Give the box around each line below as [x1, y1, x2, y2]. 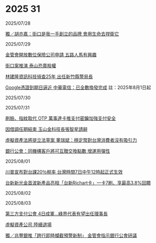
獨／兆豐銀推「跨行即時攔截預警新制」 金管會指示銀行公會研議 [5, 232, 137, 238]
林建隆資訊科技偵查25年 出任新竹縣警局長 [5, 73, 93, 80]
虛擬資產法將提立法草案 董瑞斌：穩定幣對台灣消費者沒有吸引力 [5, 137, 137, 143]
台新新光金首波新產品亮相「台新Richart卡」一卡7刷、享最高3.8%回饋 [5, 179, 151, 185]
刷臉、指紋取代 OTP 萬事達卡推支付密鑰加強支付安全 [5, 115, 116, 121]
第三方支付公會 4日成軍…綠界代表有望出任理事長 [5, 210, 108, 216]
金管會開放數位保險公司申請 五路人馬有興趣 [5, 51, 96, 58]
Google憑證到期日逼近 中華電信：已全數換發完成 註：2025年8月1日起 [5, 84, 151, 90]
